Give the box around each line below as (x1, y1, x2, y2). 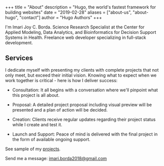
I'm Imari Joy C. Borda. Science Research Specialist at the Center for (5, 24, 145, 30)
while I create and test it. (12, 121, 63, 127)
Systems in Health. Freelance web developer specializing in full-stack (5, 34, 146, 40)
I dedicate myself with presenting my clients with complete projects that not (5, 67, 159, 73)
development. (5, 40, 33, 46)
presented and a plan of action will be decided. (12, 107, 108, 112)
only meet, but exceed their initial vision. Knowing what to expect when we (5, 72, 157, 78)
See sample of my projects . (5, 146, 61, 152)
